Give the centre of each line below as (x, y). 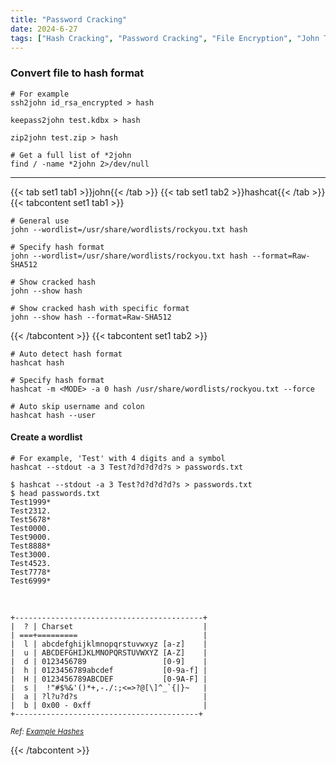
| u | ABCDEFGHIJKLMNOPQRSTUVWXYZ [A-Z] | (109, 652)
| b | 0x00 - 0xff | (109, 705)
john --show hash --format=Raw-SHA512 (91, 317)
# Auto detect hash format (66, 354)
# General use (40, 221)
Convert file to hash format (77, 73)
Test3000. (31, 554)
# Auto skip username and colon (77, 406)
